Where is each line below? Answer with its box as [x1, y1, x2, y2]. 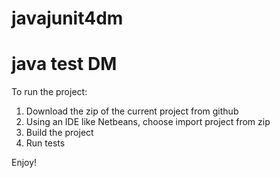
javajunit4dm [11, 7, 124, 30]
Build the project [25, 127, 94, 139]
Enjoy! [11, 157, 38, 169]
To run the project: [11, 86, 88, 98]
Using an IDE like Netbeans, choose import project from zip [25, 116, 271, 128]
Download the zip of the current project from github [25, 105, 239, 117]
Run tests [25, 137, 66, 149]
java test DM [11, 53, 118, 76]
